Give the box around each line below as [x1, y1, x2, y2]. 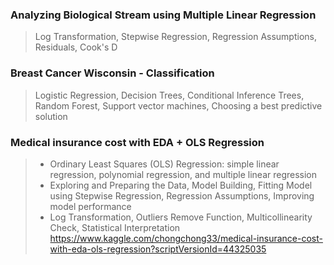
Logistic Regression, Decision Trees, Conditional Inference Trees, [34, 89, 305, 101]
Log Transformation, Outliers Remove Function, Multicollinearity [49, 211, 313, 223]
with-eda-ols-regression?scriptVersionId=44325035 [49, 243, 267, 255]
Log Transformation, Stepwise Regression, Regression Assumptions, [34, 31, 317, 43]
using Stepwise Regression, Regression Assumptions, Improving [49, 189, 315, 202]
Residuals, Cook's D [34, 41, 118, 53]
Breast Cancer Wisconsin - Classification [10, 66, 215, 80]
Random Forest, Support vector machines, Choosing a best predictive [34, 99, 323, 112]
